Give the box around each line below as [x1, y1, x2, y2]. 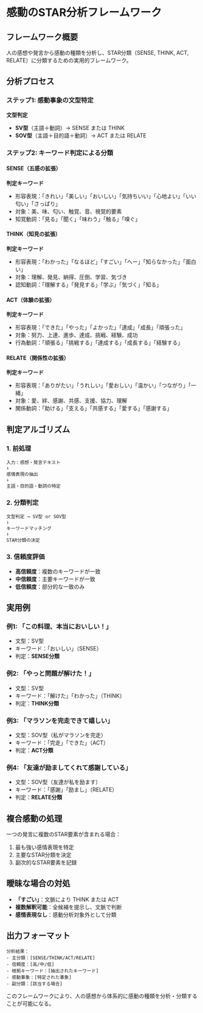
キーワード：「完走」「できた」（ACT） [15, 739, 109, 746]
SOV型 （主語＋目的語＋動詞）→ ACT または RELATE [15, 132, 147, 139]
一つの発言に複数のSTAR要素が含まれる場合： [6, 831, 122, 838]
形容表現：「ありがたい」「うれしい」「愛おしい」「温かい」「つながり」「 [15, 382, 191, 389]
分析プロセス [6, 76, 55, 87]
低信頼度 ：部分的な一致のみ [15, 583, 85, 590]
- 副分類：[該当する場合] [6, 981, 63, 987]
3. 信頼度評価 [6, 553, 45, 561]
